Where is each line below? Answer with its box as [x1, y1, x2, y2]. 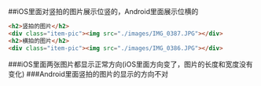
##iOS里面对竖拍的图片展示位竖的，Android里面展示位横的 [8, 7, 199, 16]
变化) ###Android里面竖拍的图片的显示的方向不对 [8, 69, 169, 78]
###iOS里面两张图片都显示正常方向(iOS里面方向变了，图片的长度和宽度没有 [8, 59, 253, 69]
